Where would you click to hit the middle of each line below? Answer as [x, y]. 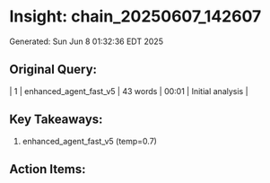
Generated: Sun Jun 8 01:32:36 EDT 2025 [87, 41]
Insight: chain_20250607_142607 [135, 17]
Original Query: [53, 70]
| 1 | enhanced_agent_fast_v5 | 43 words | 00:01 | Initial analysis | [129, 91]
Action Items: [48, 169]
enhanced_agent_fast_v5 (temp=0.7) [89, 141]
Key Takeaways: [56, 120]
